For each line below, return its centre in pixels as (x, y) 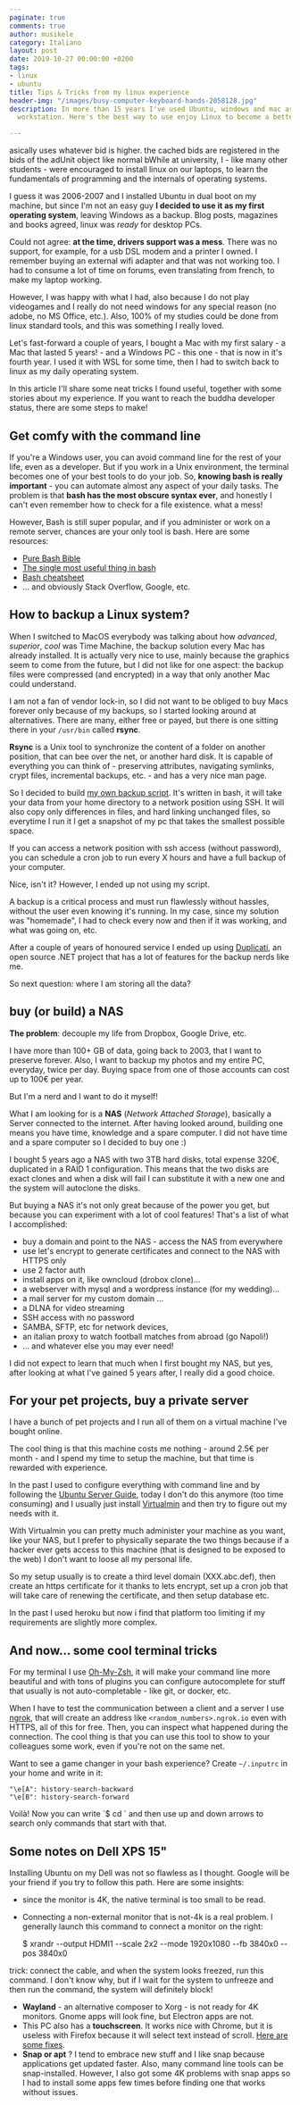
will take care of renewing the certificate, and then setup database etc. (139, 1596)
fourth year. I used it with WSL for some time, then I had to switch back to (144, 362)
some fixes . (43, 2045)
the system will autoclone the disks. (75, 1188)
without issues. (50, 2092)
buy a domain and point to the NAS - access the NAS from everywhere (152, 1241)
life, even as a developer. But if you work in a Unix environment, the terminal (149, 466)
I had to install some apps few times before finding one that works (144, 2083)
